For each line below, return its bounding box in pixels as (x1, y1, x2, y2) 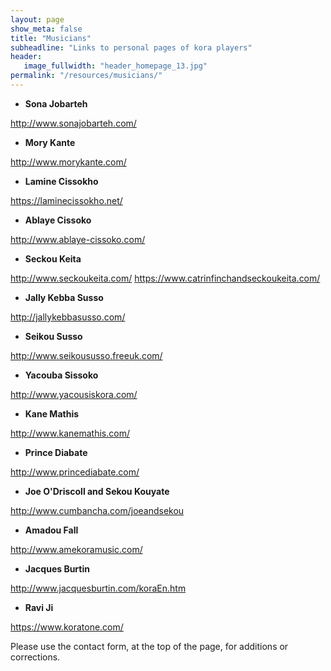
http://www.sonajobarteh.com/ (10, 117, 137, 129)
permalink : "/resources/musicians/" (10, 71, 163, 81)
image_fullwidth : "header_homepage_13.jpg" (23, 61, 208, 71)
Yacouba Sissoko (24, 369, 99, 381)
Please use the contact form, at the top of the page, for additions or (10, 640, 289, 652)
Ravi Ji (24, 601, 54, 613)
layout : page (10, 14, 65, 25)
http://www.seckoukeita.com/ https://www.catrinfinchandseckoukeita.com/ (10, 272, 321, 284)
